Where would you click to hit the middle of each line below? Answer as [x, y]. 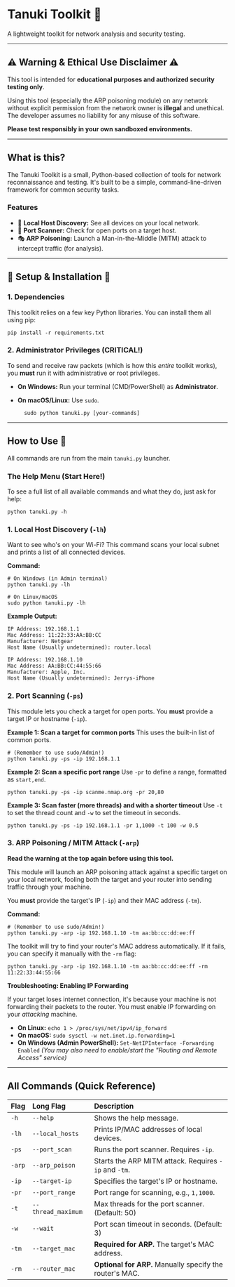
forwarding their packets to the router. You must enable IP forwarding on [112, 1006]
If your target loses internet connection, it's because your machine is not [112, 999]
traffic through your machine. [49, 887]
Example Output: [32, 616]
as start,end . [27, 779]
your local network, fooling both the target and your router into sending [109, 879]
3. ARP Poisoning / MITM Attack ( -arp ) [73, 843]
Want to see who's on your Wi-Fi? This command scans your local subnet [113, 545]
